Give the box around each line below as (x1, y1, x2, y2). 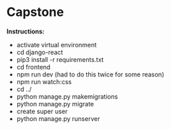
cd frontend (16, 63, 51, 71)
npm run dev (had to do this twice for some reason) (16, 70, 165, 79)
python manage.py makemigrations (16, 92, 118, 101)
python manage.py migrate (16, 99, 95, 108)
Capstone (6, 4, 64, 20)
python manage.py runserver (16, 114, 100, 122)
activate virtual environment (16, 40, 97, 49)
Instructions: (6, 27, 45, 35)
